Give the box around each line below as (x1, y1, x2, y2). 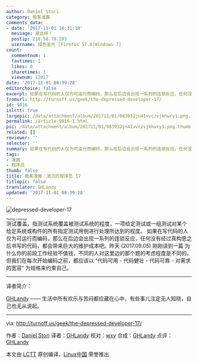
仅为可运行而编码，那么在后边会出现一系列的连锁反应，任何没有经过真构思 (6, 234, 187, 242)
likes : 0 (11, 63, 33, 70)
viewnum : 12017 (11, 74, 49, 80)
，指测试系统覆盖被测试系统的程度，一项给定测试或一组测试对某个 (27, 220, 187, 227)
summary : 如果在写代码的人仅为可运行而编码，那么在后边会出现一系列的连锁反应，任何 (6, 146, 188, 152)
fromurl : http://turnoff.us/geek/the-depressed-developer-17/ (6, 96, 162, 102)
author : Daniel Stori (6, 8, 60, 15)
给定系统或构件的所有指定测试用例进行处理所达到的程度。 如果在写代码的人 (6, 227, 189, 234)
